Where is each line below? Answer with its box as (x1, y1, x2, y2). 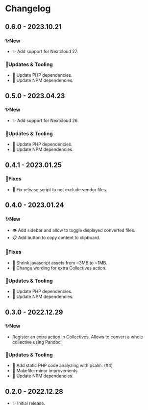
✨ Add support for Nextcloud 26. (12, 117, 79, 123)
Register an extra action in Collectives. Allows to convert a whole (12, 334, 143, 340)
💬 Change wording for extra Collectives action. (12, 265, 107, 271)
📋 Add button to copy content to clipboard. (12, 234, 100, 240)
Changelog (5, 3, 51, 14)
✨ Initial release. (12, 400, 46, 406)
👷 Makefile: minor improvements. (12, 368, 79, 374)
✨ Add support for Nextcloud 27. (12, 48, 78, 54)
